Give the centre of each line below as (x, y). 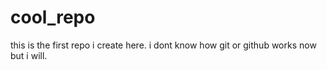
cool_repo (53, 17)
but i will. (29, 55)
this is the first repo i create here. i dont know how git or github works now (163, 45)
